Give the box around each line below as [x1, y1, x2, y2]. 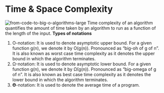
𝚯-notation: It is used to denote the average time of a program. [12, 82, 140, 88]
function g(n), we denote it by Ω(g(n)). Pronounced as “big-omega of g [12, 66, 157, 72]
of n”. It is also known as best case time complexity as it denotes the [12, 71, 151, 77]
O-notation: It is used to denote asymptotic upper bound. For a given [12, 40, 152, 46]
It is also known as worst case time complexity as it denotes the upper [12, 50, 155, 56]
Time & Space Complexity [5, 3, 113, 15]
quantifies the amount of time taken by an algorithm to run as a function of [5, 25, 156, 31]
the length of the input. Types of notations [5, 30, 92, 36]
